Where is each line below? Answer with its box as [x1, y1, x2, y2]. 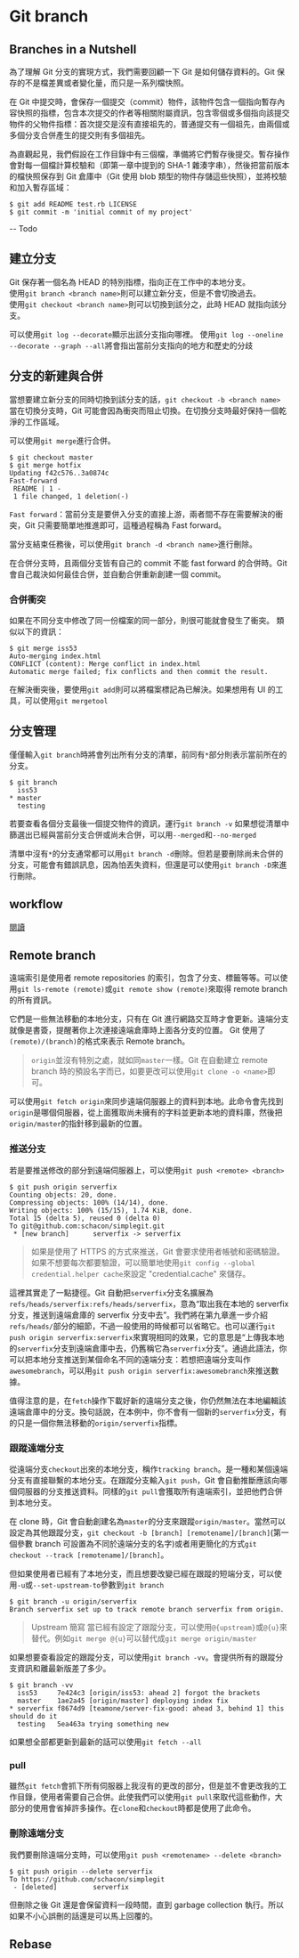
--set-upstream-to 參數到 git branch [32, 1579, 165, 1590]
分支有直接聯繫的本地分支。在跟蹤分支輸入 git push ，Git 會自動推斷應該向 [9, 1475, 280, 1485]
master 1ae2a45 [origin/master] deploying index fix [17, 1696, 229, 1705]
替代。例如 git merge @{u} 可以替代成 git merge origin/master [30, 1632, 257, 1644]
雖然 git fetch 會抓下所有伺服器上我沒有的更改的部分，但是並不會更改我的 [9, 1781, 279, 1791]
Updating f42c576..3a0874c [9, 468, 109, 477]
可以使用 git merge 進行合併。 [9, 435, 116, 446]
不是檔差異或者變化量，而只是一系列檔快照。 [24, 77, 189, 88]
